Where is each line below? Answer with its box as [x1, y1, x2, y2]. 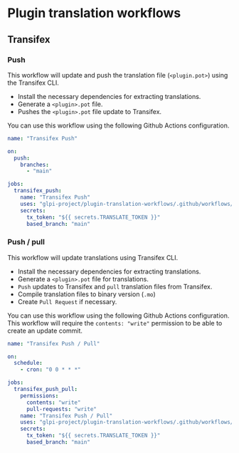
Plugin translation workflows [7, 5, 181, 21]
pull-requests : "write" [26, 405, 97, 412]
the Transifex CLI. [7, 78, 59, 87]
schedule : [14, 360, 43, 367]
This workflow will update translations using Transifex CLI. [7, 253, 179, 261]
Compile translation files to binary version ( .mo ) [17, 290, 156, 298]
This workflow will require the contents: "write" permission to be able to [7, 318, 223, 327]
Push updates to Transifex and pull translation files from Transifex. [17, 282, 213, 291]
